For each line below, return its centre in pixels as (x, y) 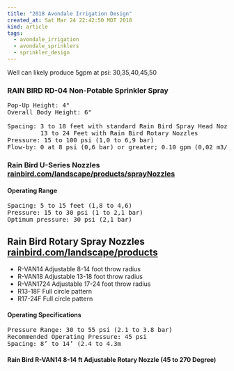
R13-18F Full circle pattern (55, 291)
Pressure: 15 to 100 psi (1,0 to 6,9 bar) (81, 141)
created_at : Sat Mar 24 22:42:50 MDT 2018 (70, 20)
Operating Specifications (44, 315)
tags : (15, 33)
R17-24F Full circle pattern (55, 299)
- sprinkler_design (42, 53)
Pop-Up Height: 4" (39, 106)
